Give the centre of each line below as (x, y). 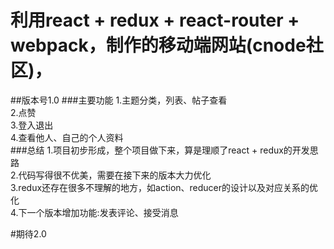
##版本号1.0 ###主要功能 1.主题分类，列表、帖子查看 (119, 100)
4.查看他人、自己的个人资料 (67, 137)
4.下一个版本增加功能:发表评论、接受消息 (94, 212)
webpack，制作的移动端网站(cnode (158, 45)
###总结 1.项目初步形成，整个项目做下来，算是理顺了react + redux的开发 (160, 150)
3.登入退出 (32, 125)
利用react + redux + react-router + (155, 20)
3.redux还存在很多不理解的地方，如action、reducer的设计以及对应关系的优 (164, 187)
